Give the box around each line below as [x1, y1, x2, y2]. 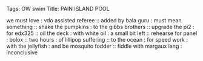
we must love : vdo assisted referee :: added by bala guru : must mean [6, 17, 182, 24]
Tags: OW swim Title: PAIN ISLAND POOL [6, 5, 110, 12]
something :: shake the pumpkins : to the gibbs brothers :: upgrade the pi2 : [6, 24, 195, 30]
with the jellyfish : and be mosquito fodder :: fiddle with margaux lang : [6, 42, 182, 50]
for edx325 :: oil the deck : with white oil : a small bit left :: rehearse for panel [6, 30, 198, 37]
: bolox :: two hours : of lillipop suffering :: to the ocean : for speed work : [6, 36, 188, 43]
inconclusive [6, 49, 38, 56]
